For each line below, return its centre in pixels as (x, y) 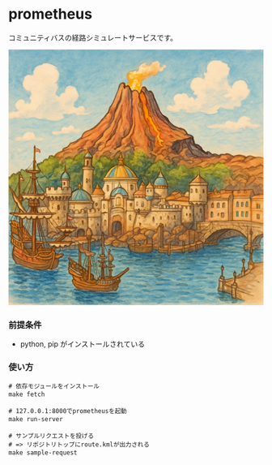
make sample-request (43, 452)
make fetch (27, 394)
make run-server (36, 419)
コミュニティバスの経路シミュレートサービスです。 (93, 37)
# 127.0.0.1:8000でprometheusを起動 (68, 411)
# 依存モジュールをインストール (54, 386)
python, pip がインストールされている (83, 344)
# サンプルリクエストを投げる (51, 436)
